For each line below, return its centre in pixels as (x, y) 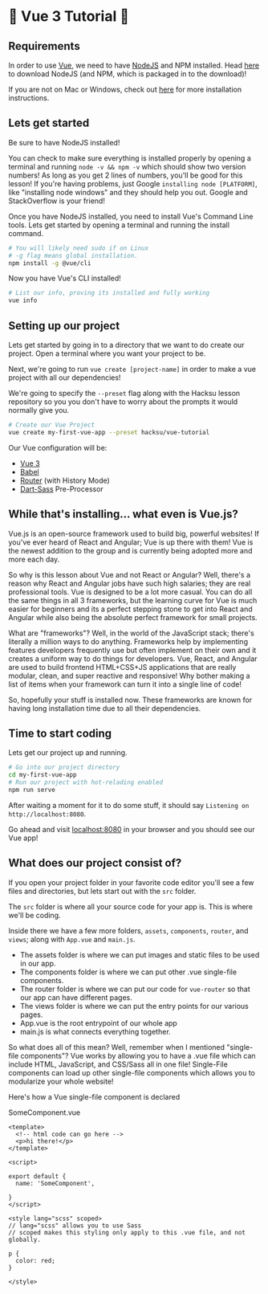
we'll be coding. (35, 915)
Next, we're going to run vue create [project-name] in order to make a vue (132, 369)
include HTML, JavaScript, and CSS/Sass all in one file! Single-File (118, 1064)
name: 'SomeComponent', (55, 1183)
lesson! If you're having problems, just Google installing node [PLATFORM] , (133, 183)
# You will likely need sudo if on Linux (79, 248)
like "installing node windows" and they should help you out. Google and (128, 192)
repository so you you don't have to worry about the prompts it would (123, 402)
